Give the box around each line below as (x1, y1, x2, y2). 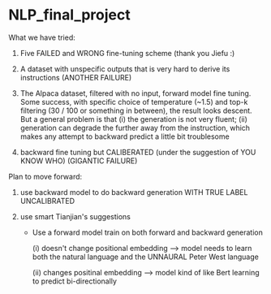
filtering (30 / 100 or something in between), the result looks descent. (19, 106, 253, 115)
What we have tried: (8, 32, 75, 42)
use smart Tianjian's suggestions (19, 211, 131, 221)
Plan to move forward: (8, 171, 83, 181)
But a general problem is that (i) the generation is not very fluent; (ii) (19, 114, 247, 123)
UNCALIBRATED (19, 196, 75, 205)
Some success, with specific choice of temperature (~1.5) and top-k (19, 97, 248, 106)
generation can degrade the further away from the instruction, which (19, 123, 250, 132)
